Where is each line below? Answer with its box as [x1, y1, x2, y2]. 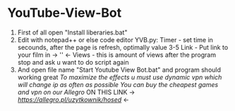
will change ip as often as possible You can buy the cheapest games [17, 80, 219, 89]
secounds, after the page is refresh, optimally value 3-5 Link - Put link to [17, 43, 229, 51]
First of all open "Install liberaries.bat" [17, 28, 128, 37]
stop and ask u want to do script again [17, 58, 129, 66]
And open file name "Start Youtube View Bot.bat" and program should [17, 65, 221, 74]
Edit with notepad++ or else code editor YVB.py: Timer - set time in [17, 35, 214, 44]
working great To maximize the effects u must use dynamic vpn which [17, 72, 222, 81]
